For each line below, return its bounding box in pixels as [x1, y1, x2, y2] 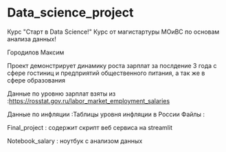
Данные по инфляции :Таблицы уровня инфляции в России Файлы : [7, 110, 205, 118]
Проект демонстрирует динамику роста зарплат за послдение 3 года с [7, 61, 218, 69]
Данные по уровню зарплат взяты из [7, 89, 116, 98]
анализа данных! [7, 34, 56, 43]
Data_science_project [7, 5, 134, 21]
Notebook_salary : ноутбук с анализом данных [7, 136, 143, 145]
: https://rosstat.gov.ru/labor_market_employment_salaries [7, 96, 170, 105]
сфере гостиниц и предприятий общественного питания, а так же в [7, 69, 205, 77]
